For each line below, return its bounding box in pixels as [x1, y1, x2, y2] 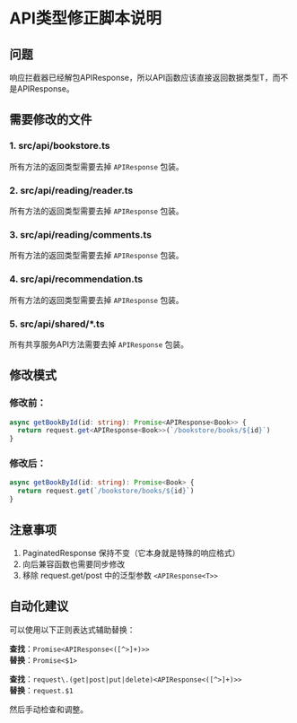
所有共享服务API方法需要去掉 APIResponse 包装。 [9, 338, 188, 350]
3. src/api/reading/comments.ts [9, 228, 153, 240]
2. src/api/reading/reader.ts [9, 184, 134, 196]
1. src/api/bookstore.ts [9, 140, 110, 152]
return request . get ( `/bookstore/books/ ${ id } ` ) [17, 486, 195, 496]
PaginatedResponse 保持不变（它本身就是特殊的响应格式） [22, 547, 240, 558]
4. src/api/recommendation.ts [9, 273, 144, 285]
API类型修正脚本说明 [9, 8, 162, 29]
